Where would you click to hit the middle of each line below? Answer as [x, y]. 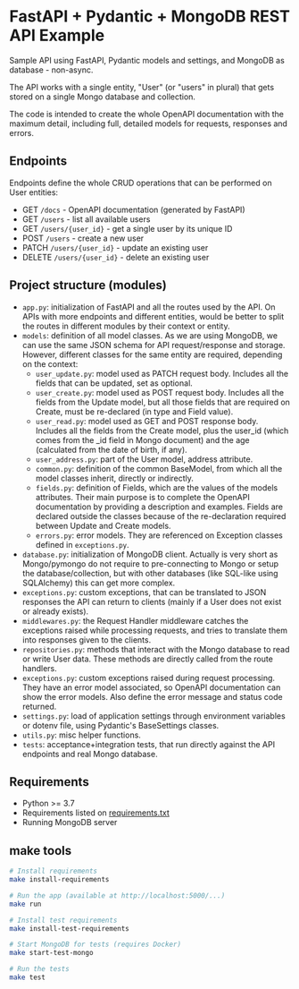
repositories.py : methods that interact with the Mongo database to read [156, 649]
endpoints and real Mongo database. [90, 754]
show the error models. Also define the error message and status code [152, 696]
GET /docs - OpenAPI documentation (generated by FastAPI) [133, 209]
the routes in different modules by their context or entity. [126, 326]
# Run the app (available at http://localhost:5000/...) [117, 895]
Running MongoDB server [70, 823]
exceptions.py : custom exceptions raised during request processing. [148, 678]
